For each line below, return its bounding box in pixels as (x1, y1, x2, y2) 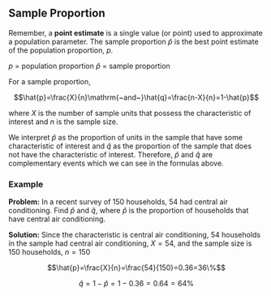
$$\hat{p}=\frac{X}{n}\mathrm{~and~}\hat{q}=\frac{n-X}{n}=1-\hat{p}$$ (13, 92, 260, 102)
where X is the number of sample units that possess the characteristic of (8, 108, 252, 118)
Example (8, 178, 44, 190)
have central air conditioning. (8, 214, 106, 224)
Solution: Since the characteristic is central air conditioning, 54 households (8, 230, 261, 240)
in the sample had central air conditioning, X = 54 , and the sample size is (8, 238, 252, 248)
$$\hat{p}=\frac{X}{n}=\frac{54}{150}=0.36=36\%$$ (47, 263, 226, 272)
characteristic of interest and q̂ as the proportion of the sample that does (8, 141, 252, 151)
